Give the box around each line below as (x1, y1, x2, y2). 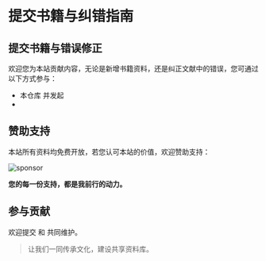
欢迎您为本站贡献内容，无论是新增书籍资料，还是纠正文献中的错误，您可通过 (8, 64, 259, 73)
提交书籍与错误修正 (8, 41, 102, 55)
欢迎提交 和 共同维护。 (8, 227, 82, 236)
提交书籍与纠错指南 (8, 7, 134, 25)
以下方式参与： (8, 74, 57, 83)
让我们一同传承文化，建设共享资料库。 (27, 244, 153, 254)
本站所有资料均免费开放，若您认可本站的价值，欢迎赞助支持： (8, 147, 210, 156)
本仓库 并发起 (19, 90, 64, 100)
